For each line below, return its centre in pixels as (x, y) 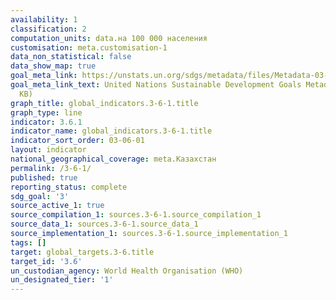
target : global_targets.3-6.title (82, 252)
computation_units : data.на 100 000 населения (109, 38)
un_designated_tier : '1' (62, 280)
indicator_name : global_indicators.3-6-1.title (111, 131)
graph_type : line (46, 112)
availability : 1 (44, 19)
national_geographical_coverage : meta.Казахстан (113, 159)
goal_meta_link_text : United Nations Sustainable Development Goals (156, 85)
